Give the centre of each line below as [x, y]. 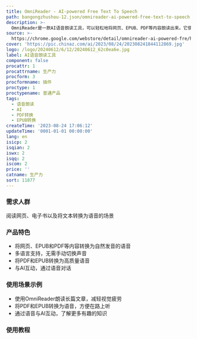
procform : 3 [21, 77]
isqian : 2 [18, 148]
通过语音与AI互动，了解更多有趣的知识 [61, 313]
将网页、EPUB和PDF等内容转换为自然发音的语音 [73, 246]
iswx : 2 [16, 153]
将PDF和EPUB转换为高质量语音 [52, 261]
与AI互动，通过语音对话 [43, 268]
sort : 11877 [21, 180]
